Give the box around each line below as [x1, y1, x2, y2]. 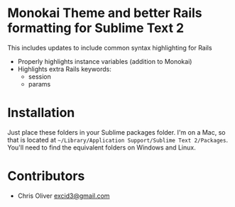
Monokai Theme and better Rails [7, 5, 202, 21]
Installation [7, 105, 75, 121]
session [28, 72, 51, 81]
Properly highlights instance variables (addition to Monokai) [17, 57, 192, 65]
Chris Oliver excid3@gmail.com [17, 191, 110, 200]
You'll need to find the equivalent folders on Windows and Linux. [7, 143, 197, 152]
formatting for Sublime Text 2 [7, 20, 185, 36]
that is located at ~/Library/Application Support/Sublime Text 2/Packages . [7, 135, 229, 144]
